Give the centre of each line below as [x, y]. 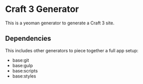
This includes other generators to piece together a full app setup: [72, 50]
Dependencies [28, 39]
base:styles [24, 76]
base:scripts [25, 71]
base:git [21, 60]
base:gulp [23, 65]
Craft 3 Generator [42, 9]
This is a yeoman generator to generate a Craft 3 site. [60, 23]
